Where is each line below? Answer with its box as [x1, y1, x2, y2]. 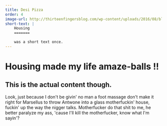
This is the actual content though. [5, 81, 112, 89]
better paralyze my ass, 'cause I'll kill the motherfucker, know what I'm [5, 110, 150, 116]
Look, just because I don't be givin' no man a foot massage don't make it [5, 94, 154, 100]
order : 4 [5, 12, 23, 17]
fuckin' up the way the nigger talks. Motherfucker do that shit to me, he [5, 104, 151, 110]
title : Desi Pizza [5, 7, 43, 12]
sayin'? [5, 115, 20, 121]
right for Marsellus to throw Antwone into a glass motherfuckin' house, [5, 99, 150, 105]
